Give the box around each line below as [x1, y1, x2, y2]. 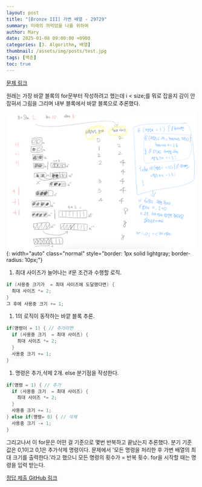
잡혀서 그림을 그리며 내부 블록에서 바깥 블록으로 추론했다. [6, 99, 140, 107]
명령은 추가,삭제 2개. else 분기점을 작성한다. [15, 369, 119, 376]
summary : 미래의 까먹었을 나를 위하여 [6, 22, 89, 29]
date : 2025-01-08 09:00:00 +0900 [6, 35, 91, 42]
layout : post [6, 10, 39, 16]
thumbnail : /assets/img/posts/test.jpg [6, 49, 107, 55]
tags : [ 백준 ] [6, 55, 37, 61]
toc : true [6, 61, 31, 67]
